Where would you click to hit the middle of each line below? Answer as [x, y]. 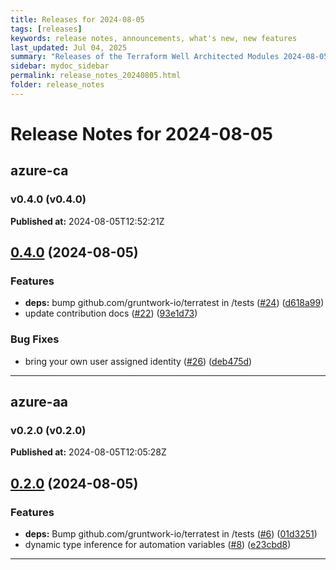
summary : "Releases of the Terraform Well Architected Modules [145, 57]
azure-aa [39, 402]
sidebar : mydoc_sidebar [60, 66]
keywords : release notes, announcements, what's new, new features [154, 38]
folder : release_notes [57, 85]
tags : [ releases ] [46, 29]
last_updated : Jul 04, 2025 [69, 47]
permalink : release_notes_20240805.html [96, 76]
